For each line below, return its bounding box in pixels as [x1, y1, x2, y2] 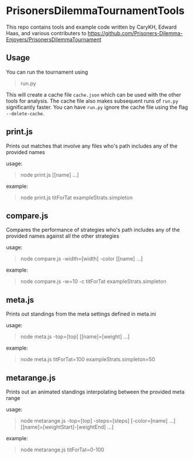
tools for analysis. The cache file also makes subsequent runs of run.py [6, 97, 178, 104]
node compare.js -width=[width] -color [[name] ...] [20, 255, 143, 262]
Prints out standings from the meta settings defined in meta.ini [6, 310, 157, 317]
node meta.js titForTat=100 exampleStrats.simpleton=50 [20, 356, 155, 363]
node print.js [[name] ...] [20, 171, 79, 178]
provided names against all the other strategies [6, 232, 120, 239]
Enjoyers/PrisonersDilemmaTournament [6, 36, 102, 43]
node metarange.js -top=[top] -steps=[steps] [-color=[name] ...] [20, 417, 176, 424]
